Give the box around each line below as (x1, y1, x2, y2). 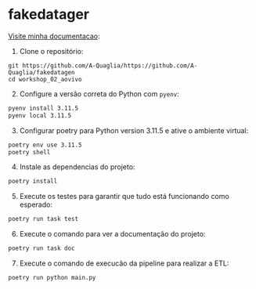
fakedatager (8, 5, 90, 23)
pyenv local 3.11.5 (8, 111, 72, 119)
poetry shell (8, 148, 51, 156)
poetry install (8, 178, 58, 186)
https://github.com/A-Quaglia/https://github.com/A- (22, 61, 198, 70)
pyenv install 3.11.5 (8, 104, 79, 112)
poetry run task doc (8, 244, 76, 252)
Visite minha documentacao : (8, 31, 100, 41)
